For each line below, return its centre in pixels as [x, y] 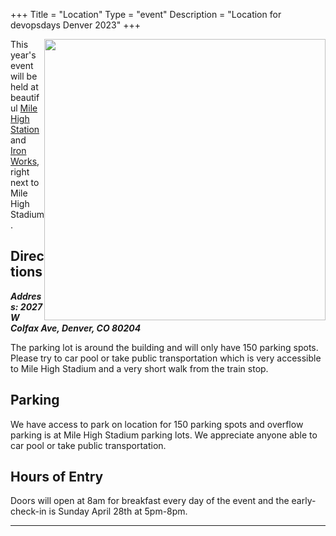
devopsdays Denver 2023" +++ [75, 25]
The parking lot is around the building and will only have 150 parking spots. [164, 347]
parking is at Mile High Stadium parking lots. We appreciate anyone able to [164, 435]
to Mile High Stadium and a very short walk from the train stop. [139, 368]
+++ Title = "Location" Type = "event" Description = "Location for [146, 14]
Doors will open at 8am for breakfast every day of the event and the [150, 501]
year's [23, 55]
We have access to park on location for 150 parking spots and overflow [157, 424]
